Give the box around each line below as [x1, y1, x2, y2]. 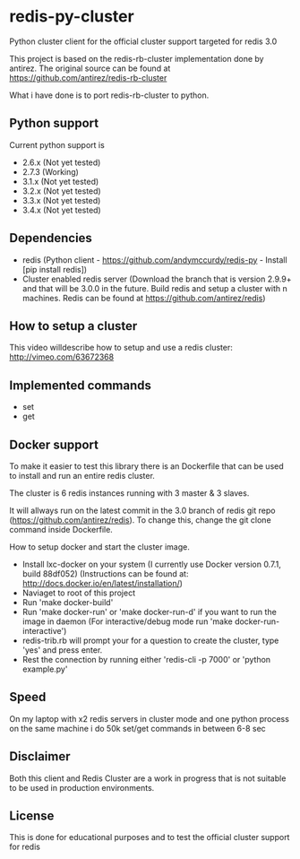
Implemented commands [9, 377, 152, 393]
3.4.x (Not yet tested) [21, 204, 101, 215]
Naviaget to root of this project [21, 587, 136, 598]
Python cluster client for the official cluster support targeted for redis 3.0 [9, 36, 278, 47]
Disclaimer [9, 749, 71, 764]
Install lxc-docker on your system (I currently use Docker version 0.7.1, [21, 559, 282, 569]
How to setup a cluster [9, 318, 138, 334]
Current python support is [9, 139, 105, 150]
